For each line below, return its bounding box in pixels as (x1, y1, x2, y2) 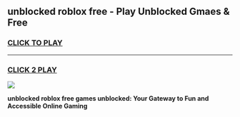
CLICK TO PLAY (7, 38, 63, 48)
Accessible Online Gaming (7, 101, 88, 110)
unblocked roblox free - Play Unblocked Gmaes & (7, 6, 230, 18)
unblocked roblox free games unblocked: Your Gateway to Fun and (7, 94, 209, 102)
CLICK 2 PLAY (7, 65, 57, 74)
